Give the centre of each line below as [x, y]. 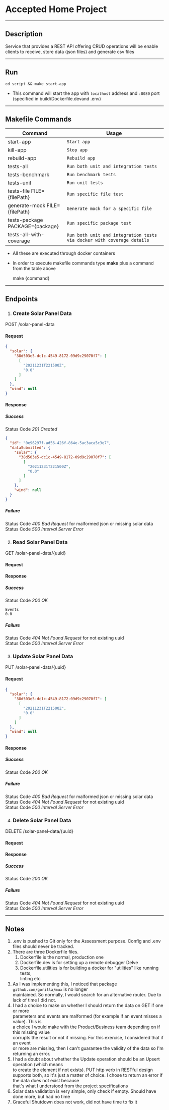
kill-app [17, 150]
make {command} [31, 278]
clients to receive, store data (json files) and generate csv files [70, 51]
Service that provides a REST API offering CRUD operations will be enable [82, 46]
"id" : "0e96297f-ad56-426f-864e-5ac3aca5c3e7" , [61, 443]
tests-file [19, 191]
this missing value [31, 1032]
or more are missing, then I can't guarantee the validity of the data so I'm [88, 1048]
